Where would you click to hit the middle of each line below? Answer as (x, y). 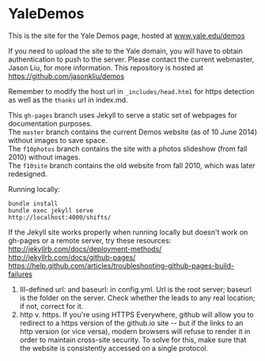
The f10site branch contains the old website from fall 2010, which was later (132, 165)
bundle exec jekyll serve (51, 210)
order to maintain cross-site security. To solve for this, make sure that (133, 340)
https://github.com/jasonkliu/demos (66, 76)
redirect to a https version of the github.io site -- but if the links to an (131, 323)
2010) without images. (44, 157)
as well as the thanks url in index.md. (68, 100)
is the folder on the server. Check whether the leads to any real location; (137, 298)
